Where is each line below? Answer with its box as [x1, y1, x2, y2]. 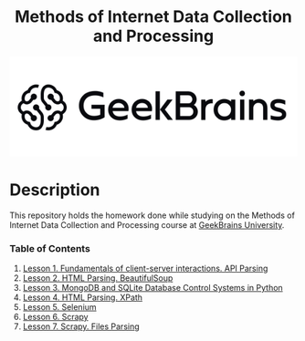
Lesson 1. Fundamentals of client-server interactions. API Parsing [22, 263, 268, 274]
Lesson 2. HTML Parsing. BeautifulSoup [22, 273, 174, 284]
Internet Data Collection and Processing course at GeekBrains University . [9, 220, 285, 231]
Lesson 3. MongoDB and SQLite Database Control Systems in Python [22, 283, 283, 294]
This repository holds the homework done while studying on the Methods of [9, 210, 295, 221]
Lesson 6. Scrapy [22, 312, 89, 323]
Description [9, 180, 100, 201]
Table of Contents [9, 242, 91, 254]
